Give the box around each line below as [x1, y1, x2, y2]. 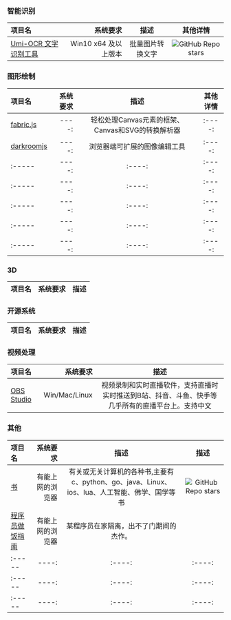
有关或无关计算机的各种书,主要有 [68, 466, 174, 476]
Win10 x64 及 [70, 39, 115, 49]
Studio [10, 395, 32, 404]
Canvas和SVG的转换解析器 [93, 125, 181, 135]
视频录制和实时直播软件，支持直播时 [101, 380, 219, 390]
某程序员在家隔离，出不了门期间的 [66, 521, 177, 530]
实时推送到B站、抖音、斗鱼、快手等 [102, 391, 218, 400]
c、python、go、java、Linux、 [71, 477, 172, 486]
